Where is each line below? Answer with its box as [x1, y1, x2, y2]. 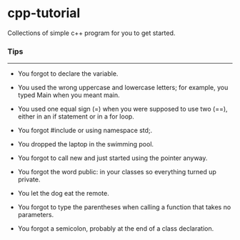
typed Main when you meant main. [17, 91, 120, 99]
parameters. [17, 211, 54, 219]
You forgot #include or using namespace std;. [17, 126, 153, 135]
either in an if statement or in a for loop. [17, 112, 134, 121]
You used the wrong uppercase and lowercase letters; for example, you [17, 84, 229, 92]
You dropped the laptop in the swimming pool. [17, 140, 154, 149]
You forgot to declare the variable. [17, 69, 119, 78]
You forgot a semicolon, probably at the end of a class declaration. [17, 224, 214, 233]
